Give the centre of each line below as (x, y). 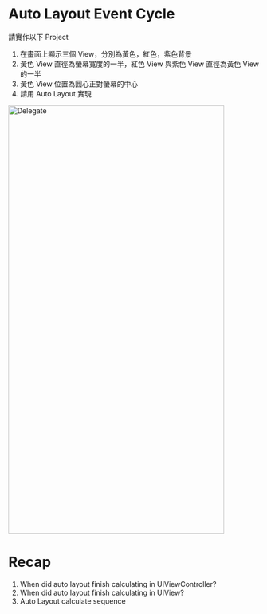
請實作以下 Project (39, 37)
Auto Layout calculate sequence (73, 601)
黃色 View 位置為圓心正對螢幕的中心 (79, 84)
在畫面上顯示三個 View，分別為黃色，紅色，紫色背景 (106, 53)
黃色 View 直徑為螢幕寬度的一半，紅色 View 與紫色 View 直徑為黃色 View (139, 64)
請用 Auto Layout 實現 (55, 93)
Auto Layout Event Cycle (92, 14)
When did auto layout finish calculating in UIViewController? (118, 584)
